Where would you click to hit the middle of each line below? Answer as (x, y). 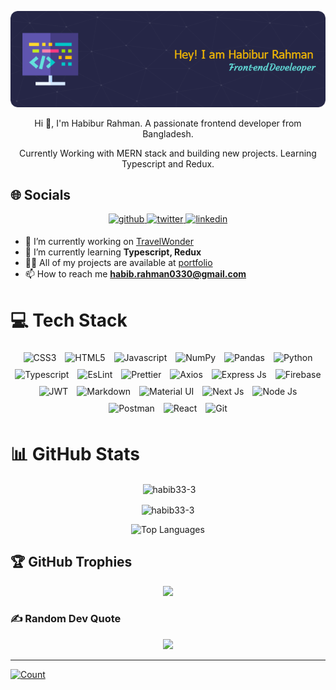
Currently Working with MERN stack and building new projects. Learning (168, 153)
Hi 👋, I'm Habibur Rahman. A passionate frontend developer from (168, 123)
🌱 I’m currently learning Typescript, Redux (113, 252)
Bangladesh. (168, 133)
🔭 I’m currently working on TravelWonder (109, 242)
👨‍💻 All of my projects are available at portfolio (118, 263)
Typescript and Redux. (168, 163)
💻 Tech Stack (69, 320)
